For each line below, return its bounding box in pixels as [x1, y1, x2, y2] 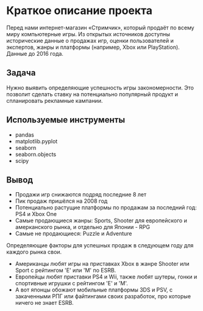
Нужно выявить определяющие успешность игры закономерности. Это [6, 84, 194, 91]
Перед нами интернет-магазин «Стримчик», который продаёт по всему [6, 24, 194, 31]
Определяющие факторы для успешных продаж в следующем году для [6, 242, 194, 249]
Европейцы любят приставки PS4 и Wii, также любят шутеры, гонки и [15, 273, 198, 280]
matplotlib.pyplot [15, 137, 58, 144]
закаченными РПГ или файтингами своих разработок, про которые [15, 293, 191, 300]
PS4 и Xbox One [15, 211, 57, 218]
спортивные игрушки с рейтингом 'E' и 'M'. [15, 280, 128, 287]
